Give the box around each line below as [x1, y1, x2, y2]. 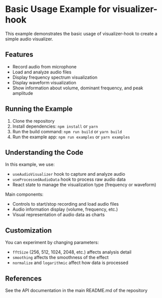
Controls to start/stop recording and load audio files [12, 201, 119, 207]
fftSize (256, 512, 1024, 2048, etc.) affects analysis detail [12, 249, 132, 255]
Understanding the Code [5, 148, 84, 157]
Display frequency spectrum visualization [12, 74, 98, 80]
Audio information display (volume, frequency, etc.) [12, 206, 118, 213]
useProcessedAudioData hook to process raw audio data [12, 176, 126, 183]
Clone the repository [12, 118, 55, 124]
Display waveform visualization [12, 79, 76, 85]
